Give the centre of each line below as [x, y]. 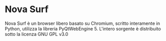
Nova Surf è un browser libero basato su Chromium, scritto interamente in [82, 23]
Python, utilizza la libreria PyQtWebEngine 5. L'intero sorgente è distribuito [83, 28]
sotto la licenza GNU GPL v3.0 [37, 34]
